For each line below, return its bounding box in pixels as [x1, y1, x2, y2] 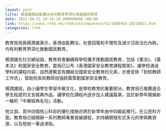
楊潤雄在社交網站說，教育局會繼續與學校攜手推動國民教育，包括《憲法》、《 [5, 56, 157, 62]
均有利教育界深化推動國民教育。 [5, 46, 70, 52]
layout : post [5, 7, 32, 12]
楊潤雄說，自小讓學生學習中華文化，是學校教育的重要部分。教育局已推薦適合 [5, 86, 161, 91]
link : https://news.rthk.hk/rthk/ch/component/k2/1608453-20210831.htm [5, 21, 156, 26]
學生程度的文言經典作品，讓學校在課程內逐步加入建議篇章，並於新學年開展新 [5, 92, 161, 98]
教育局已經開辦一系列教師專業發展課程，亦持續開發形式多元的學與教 [13, 115, 152, 121]
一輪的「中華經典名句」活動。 [5, 98, 66, 104]
